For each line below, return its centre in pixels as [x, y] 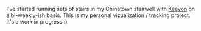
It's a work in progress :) [37, 22]
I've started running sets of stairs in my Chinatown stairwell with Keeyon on [101, 9]
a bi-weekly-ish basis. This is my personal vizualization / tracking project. [98, 15]
